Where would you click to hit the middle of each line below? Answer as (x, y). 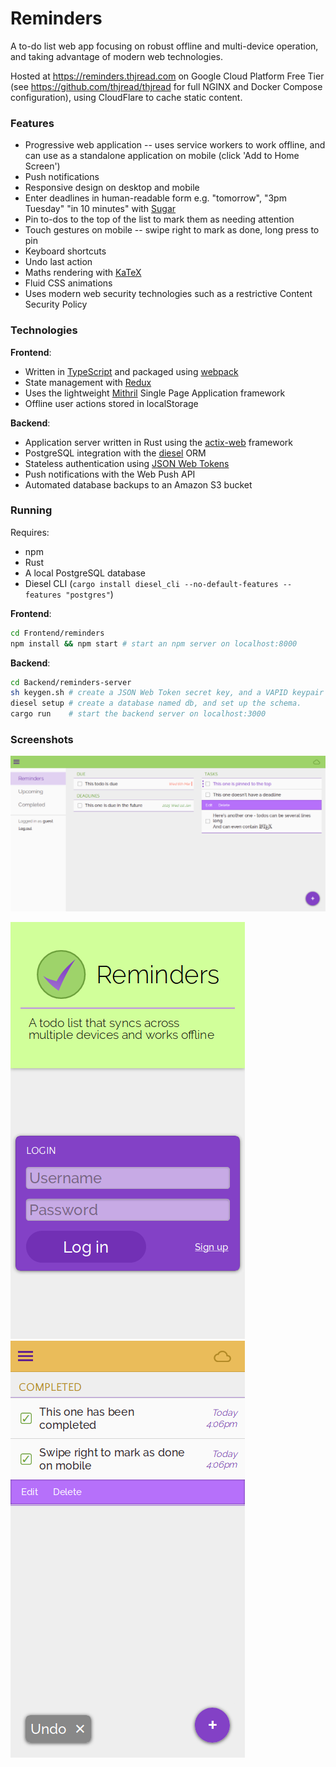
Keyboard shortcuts (65, 251)
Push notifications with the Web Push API (110, 474)
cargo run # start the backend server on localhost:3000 (138, 714)
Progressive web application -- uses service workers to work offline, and (175, 145)
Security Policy (56, 304)
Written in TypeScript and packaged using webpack (131, 371)
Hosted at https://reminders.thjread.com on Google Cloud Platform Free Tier (167, 76)
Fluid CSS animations (68, 283)
